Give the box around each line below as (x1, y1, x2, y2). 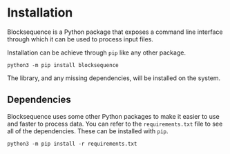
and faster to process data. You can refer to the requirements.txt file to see (7, 119, 223, 128)
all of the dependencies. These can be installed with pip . (7, 126, 169, 135)
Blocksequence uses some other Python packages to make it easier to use (7, 112, 220, 120)
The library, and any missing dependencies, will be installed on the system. (7, 74, 221, 82)
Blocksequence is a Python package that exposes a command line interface (7, 28, 223, 36)
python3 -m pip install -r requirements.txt (7, 140, 137, 147)
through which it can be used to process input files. (7, 35, 154, 43)
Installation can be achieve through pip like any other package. (7, 48, 186, 57)
